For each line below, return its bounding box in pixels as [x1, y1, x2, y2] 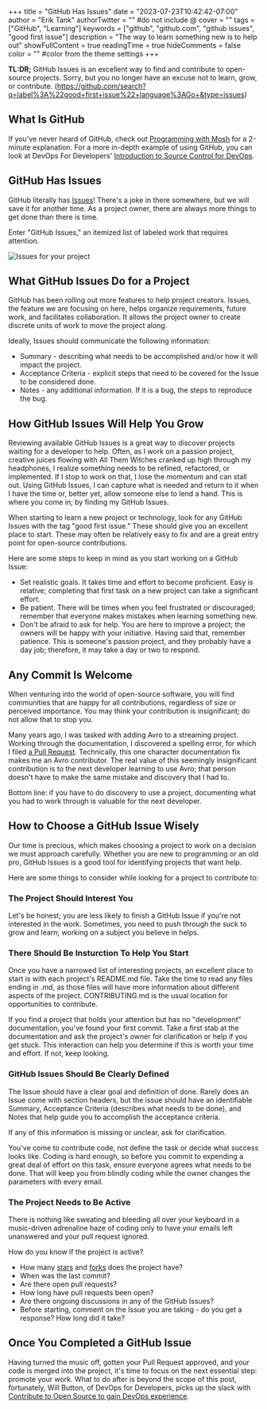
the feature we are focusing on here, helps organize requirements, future [8, 304, 246, 314]
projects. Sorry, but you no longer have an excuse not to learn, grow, [33, 73, 257, 82]
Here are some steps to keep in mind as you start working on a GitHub [8, 553, 238, 564]
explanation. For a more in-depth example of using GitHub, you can [32, 142, 253, 152]
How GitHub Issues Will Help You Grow [8, 417, 204, 431]
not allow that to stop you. [8, 715, 94, 724]
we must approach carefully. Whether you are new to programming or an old [8, 849, 259, 858]
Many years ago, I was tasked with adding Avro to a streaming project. [8, 730, 238, 740]
